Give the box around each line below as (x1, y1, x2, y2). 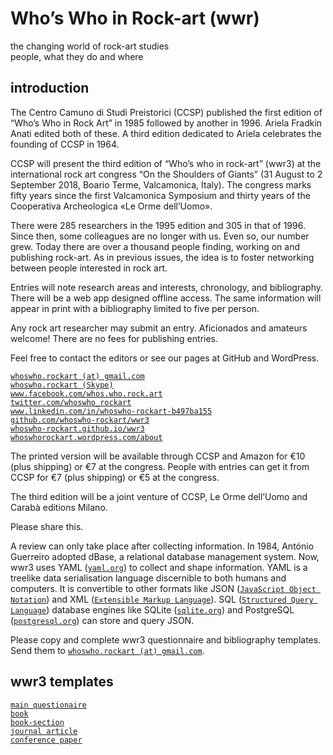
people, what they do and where (10, 50, 144, 62)
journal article (10, 726, 78, 736)
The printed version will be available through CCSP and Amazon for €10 (10, 450, 306, 462)
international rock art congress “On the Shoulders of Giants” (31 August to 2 (10, 168, 323, 180)
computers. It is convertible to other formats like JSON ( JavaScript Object (10, 582, 317, 594)
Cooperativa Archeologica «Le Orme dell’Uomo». (10, 200, 213, 212)
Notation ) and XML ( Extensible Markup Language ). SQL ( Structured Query (10, 593, 314, 605)
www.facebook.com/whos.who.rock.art (10, 388, 163, 399)
